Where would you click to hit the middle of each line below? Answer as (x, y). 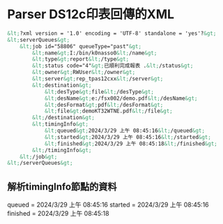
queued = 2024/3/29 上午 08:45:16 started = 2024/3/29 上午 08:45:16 (108, 205)
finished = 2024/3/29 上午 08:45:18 (58, 214)
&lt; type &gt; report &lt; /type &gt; (81, 59)
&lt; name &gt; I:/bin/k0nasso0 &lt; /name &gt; (95, 53)
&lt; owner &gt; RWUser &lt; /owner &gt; (84, 73)
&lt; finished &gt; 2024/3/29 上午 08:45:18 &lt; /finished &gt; (131, 144)
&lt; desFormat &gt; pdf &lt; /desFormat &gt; (104, 105)
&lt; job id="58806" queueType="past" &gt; (80, 46)
